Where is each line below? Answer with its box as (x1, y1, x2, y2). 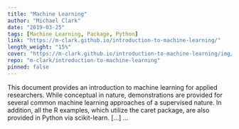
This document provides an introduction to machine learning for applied (7, 83, 218, 91)
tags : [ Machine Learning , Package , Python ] (7, 30, 139, 38)
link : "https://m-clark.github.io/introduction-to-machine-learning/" (7, 37, 221, 44)
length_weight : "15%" (7, 43, 72, 51)
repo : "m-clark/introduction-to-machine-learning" (7, 57, 161, 64)
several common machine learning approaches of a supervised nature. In (7, 98, 222, 107)
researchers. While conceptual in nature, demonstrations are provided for (7, 91, 223, 99)
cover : (7, 51, 27, 58)
